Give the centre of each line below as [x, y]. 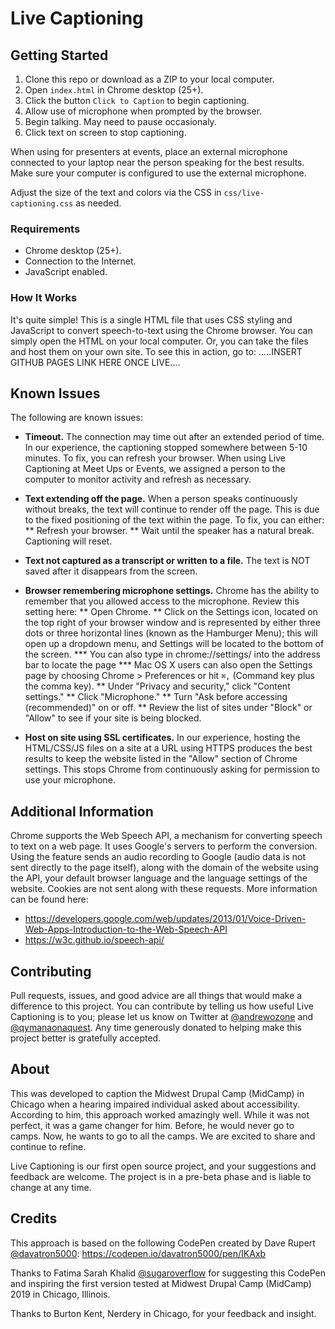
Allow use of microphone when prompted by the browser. [143, 111]
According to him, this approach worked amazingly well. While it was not [160, 1114]
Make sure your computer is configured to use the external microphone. [158, 173]
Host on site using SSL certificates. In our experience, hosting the [162, 738]
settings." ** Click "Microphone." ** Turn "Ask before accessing [156, 697]
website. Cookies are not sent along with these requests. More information [164, 889]
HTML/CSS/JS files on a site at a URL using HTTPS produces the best [168, 748]
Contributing [51, 971]
